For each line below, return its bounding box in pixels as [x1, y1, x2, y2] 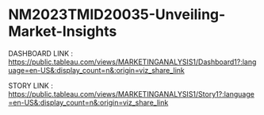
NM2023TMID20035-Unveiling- [8, 6, 226, 24]
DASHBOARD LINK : [8, 48, 74, 58]
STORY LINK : [8, 81, 53, 90]
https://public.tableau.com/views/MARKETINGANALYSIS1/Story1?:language [8, 89, 255, 98]
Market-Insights [8, 22, 117, 40]
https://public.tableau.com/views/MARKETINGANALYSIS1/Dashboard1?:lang [8, 57, 257, 67]
